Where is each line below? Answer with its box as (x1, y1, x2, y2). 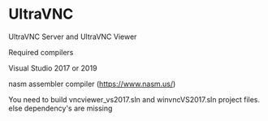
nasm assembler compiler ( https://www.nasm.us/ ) (8, 79, 176, 89)
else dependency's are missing (8, 103, 113, 113)
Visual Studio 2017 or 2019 (8, 63, 97, 73)
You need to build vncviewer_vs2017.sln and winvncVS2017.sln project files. (8, 94, 261, 104)
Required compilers (8, 47, 74, 57)
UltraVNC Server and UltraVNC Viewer (8, 32, 137, 41)
